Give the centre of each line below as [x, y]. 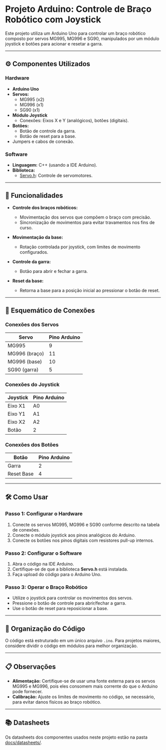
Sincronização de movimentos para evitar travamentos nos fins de [87, 222]
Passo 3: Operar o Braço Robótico [46, 587]
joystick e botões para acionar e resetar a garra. [54, 44]
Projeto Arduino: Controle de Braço [78, 9]
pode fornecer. [27, 691]
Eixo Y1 [17, 414]
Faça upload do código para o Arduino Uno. [57, 574]
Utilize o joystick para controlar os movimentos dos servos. [73, 598]
